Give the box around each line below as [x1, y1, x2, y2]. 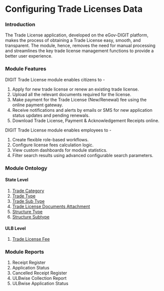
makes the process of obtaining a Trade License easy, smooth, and [5, 37, 141, 43]
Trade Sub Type [12, 198, 45, 204]
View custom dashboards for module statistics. [12, 147, 108, 153]
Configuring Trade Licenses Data [5, 3, 143, 15]
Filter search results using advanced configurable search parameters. [12, 152, 154, 158]
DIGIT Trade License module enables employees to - [5, 127, 112, 133]
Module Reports [5, 249, 44, 256]
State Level [5, 177, 28, 183]
